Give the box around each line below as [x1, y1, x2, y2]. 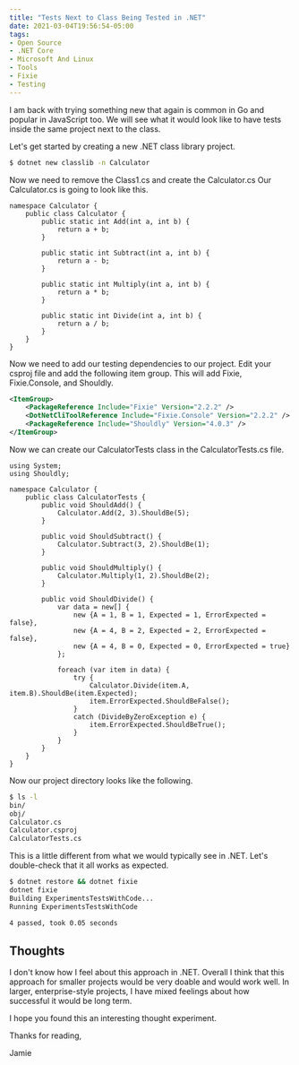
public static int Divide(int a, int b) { [41, 311, 202, 320]
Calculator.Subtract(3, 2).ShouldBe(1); [56, 540, 210, 549]
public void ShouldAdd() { [41, 500, 142, 509]
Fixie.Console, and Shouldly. [9, 377, 114, 388]
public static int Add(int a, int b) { [41, 217, 191, 226]
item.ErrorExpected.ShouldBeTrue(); [89, 720, 226, 729]
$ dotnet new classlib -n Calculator [9, 158, 150, 167]
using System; [9, 461, 63, 471]
